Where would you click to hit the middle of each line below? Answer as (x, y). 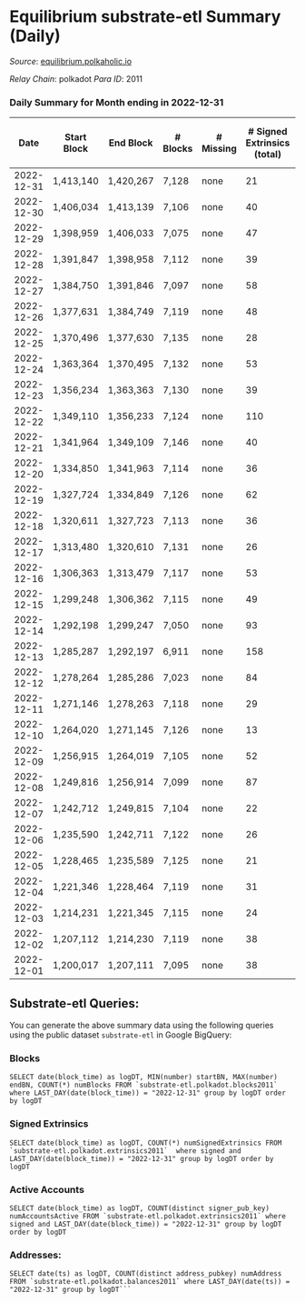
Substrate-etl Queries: (74, 1003)
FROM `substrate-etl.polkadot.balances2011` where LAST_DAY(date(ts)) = (150, 1282)
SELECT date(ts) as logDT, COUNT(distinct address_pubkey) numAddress (146, 1274)
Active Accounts (47, 1189)
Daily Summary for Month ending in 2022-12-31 (117, 102)
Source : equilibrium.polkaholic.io (71, 61)
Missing (219, 149)
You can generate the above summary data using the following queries (142, 1026)
